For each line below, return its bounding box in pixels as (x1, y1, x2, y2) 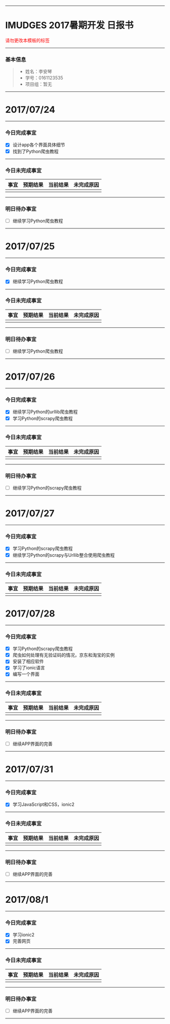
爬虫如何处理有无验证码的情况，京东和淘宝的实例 (12, 652, 115, 658)
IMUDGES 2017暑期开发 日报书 (5, 20, 134, 31)
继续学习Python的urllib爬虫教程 (12, 409, 78, 415)
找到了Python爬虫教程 (12, 148, 59, 154)
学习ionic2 (12, 932, 34, 938)
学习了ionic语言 (12, 665, 46, 671)
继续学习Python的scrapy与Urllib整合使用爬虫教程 (12, 552, 115, 558)
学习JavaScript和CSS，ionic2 (12, 801, 75, 807)
